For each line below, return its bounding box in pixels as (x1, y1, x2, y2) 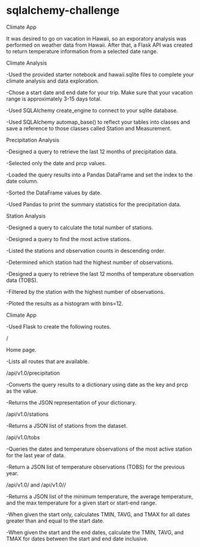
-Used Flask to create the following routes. (6, 323, 112, 330)
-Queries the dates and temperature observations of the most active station (6, 445, 192, 452)
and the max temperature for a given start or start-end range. (6, 499, 157, 506)
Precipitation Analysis (6, 136, 60, 144)
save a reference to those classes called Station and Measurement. (6, 124, 172, 132)
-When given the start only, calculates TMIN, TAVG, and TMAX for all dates (6, 510, 190, 518)
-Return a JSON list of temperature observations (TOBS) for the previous (6, 463, 185, 470)
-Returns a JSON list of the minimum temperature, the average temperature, (6, 493, 193, 500)
